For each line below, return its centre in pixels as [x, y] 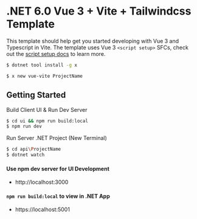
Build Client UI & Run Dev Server [47, 109]
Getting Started [36, 95]
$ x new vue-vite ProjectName [45, 76]
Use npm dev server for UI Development [58, 169]
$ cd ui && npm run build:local [47, 121]
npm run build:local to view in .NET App [58, 196]
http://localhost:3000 [42, 182]
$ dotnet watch [26, 155]
